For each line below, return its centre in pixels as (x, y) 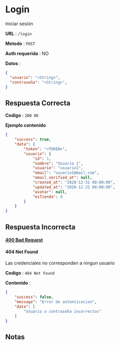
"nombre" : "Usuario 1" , (58, 163)
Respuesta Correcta (38, 103)
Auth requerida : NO (27, 53)
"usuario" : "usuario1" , (58, 168)
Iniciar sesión (19, 24)
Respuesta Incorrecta (40, 227)
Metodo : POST (20, 43)
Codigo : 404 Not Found (30, 273)
